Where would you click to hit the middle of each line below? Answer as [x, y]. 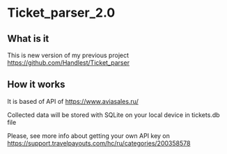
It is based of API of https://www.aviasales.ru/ [73, 101]
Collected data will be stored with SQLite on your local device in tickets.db [114, 115]
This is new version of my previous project [68, 55]
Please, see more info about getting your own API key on [89, 136]
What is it [28, 39]
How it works [36, 85]
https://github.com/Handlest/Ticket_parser [69, 63]
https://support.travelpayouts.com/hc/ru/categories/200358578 [99, 143]
